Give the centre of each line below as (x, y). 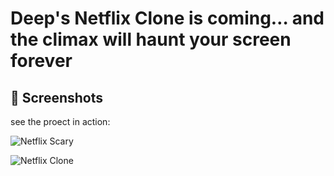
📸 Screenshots (57, 97)
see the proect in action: (60, 121)
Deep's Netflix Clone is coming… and (167, 18)
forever (41, 61)
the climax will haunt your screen (151, 39)
